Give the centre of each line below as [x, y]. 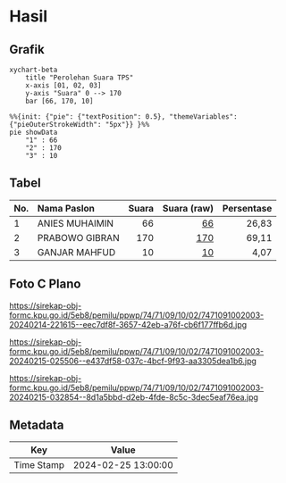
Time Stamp [39, 465]
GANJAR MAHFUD [76, 252]
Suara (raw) [188, 208]
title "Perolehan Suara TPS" [80, 78]
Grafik [27, 50]
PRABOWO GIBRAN [78, 237]
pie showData [34, 132]
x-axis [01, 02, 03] [63, 86]
